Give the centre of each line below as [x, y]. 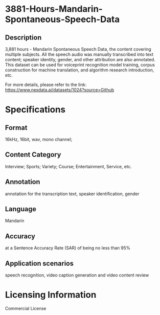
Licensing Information [51, 295]
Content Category [33, 155]
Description [23, 37]
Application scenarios [39, 263]
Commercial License [26, 308]
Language [21, 209]
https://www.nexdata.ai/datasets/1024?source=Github [60, 90]
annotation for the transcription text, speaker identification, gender [72, 194]
